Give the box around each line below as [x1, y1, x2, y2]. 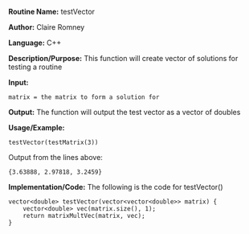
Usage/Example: [8, 123, 65, 132]
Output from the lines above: [8, 153, 103, 162]
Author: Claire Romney [8, 23, 85, 31]
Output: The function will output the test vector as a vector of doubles [8, 108, 241, 117]
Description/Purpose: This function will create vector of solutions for [8, 54, 239, 63]
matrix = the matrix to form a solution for [8, 93, 160, 101]
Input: [8, 78, 29, 87]
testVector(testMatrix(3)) [8, 138, 99, 146]
